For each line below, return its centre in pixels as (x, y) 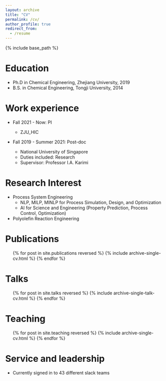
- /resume (20, 33)
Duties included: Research (47, 157)
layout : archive (22, 10)
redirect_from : (21, 29)
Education (27, 68)
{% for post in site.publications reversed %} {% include (70, 253)
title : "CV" (18, 15)
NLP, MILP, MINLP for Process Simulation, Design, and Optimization (91, 202)
